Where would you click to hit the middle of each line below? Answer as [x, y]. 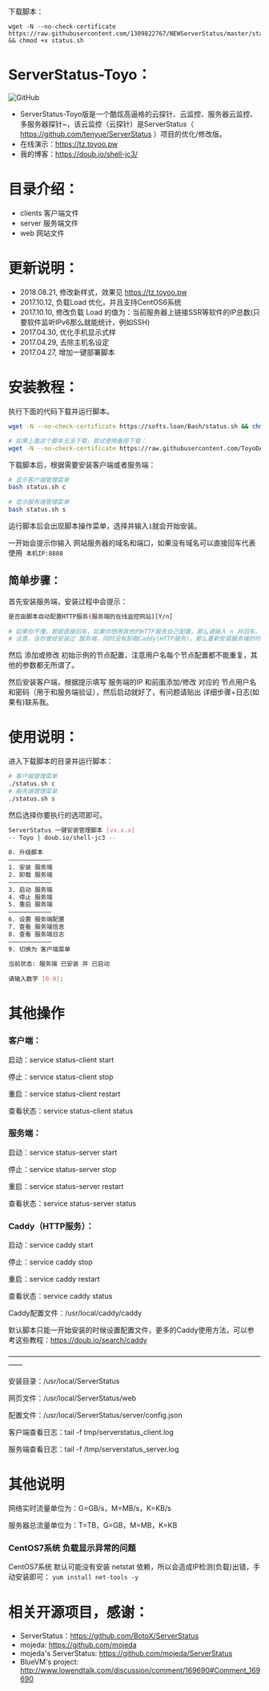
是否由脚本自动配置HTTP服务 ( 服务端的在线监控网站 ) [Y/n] [91, 617]
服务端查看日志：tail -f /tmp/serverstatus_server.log [94, 1449]
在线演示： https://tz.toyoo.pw [69, 144]
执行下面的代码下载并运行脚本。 [61, 411]
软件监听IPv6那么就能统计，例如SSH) [88, 322]
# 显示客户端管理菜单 [39, 480]
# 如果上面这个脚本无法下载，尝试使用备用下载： [77, 441]
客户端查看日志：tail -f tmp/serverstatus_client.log [91, 1432]
